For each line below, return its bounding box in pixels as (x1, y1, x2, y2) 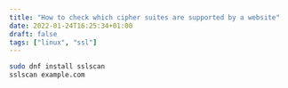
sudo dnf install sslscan (9, 62, 105, 71)
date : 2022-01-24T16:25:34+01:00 (9, 21, 133, 30)
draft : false (9, 29, 58, 38)
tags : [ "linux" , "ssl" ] (9, 37, 98, 47)
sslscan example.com (9, 70, 86, 80)
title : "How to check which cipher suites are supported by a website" (9, 12, 280, 22)
